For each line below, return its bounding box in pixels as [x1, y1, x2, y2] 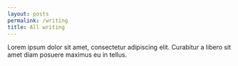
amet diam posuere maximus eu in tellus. [7, 50, 127, 59]
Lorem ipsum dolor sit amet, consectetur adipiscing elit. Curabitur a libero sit [7, 43, 232, 52]
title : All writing [7, 23, 65, 31]
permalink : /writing [7, 17, 69, 24]
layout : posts [7, 10, 50, 18]
